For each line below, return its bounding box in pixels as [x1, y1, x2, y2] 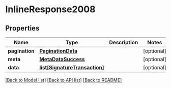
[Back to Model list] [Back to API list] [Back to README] [5, 77, 122, 83]
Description [109, 39, 138, 46]
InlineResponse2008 [5, 4, 96, 15]
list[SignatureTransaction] [39, 64, 104, 71]
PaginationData [39, 47, 78, 54]
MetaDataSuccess [39, 56, 85, 63]
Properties [5, 24, 40, 33]
